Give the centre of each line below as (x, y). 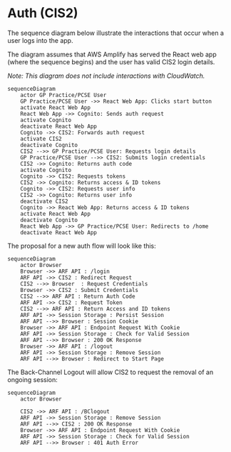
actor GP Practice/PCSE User (63, 95)
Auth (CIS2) (43, 13)
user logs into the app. (40, 40)
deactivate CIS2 (45, 201)
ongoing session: (33, 379)
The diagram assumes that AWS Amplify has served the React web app (112, 54)
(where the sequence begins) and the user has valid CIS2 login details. (111, 61)
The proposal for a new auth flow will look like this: (82, 246)
